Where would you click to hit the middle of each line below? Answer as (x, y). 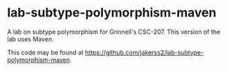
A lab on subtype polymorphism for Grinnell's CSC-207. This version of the (114, 32)
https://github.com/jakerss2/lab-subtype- (145, 52)
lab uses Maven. (30, 39)
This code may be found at (46, 52)
